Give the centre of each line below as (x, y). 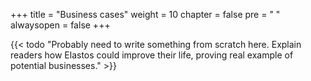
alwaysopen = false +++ (60, 25)
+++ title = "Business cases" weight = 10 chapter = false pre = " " (145, 14)
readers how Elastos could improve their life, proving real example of (152, 55)
